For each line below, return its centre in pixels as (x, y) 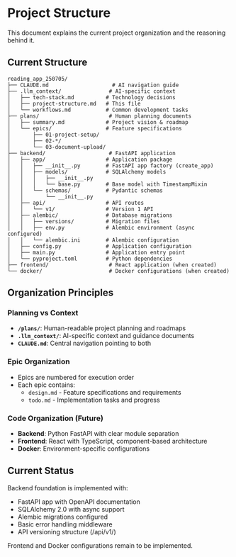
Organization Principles (61, 293)
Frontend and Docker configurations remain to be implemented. (100, 545)
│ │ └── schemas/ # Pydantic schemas (85, 190)
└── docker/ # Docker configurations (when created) (119, 271)
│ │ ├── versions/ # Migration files (84, 221)
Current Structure (47, 63)
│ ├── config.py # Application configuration (100, 246)
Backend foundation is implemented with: (68, 488)
